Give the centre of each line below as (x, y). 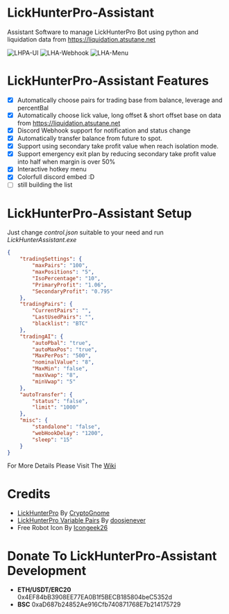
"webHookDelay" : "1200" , (68, 433)
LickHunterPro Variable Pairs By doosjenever (81, 520)
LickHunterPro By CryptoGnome (63, 513)
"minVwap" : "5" (54, 382)
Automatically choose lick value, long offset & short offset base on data (119, 115)
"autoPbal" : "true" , (62, 343)
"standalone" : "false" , (66, 427)
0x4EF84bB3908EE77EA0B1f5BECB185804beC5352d (94, 597)
